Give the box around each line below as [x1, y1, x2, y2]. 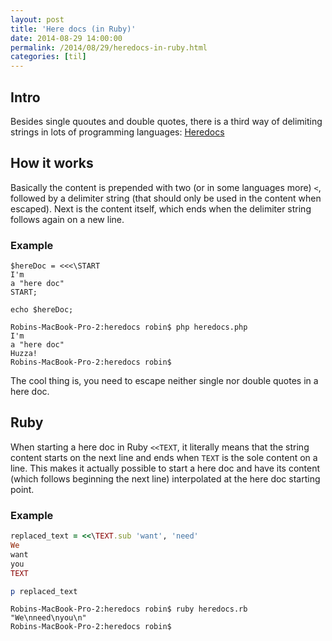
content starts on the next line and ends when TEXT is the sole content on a [10, 451, 318, 463]
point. [10, 483, 35, 495]
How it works [10, 155, 94, 172]
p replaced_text [10, 586, 78, 596]
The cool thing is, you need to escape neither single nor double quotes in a [10, 375, 319, 387]
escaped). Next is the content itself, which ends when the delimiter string [10, 202, 312, 215]
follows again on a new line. [10, 213, 125, 225]
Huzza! [10, 349, 38, 359]
